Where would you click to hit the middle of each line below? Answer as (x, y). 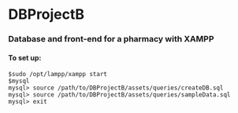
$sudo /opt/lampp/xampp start (58, 75)
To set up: (25, 57)
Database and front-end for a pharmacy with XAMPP (111, 39)
